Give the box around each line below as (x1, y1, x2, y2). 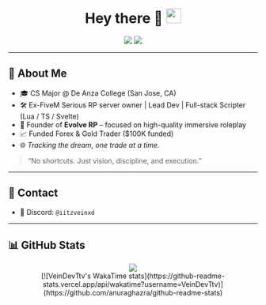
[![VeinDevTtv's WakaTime (40, 271, 127, 281)
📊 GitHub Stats (8, 238, 85, 252)
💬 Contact (8, 186, 59, 200)
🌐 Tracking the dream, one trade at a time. (19, 140, 160, 149)
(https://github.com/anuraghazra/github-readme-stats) (43, 288, 223, 298)
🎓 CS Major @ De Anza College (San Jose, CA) (19, 88, 177, 98)
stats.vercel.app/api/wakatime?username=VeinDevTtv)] (42, 280, 224, 289)
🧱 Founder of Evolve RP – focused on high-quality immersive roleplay (19, 119, 247, 130)
